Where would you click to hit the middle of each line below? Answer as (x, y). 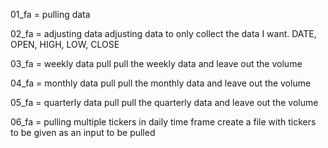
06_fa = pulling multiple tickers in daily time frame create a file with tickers (163, 122)
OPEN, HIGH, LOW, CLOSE (65, 44)
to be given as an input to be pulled (83, 132)
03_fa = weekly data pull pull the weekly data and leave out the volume (156, 63)
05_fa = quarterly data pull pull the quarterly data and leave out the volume (164, 102)
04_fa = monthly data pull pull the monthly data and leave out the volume (161, 83)
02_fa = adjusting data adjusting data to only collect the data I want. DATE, (163, 33)
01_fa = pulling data (50, 14)
